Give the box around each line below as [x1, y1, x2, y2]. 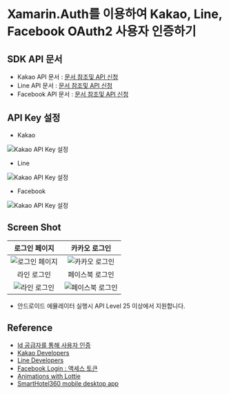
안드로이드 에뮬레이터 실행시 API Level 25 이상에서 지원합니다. [17, 302, 186, 310]
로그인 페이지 [14, 243, 54, 253]
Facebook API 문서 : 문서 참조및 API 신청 [17, 90, 129, 98]
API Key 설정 [7, 112, 61, 124]
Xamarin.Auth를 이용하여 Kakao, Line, [7, 6, 223, 22]
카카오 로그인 [70, 243, 112, 253]
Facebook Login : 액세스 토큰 [17, 364, 98, 373]
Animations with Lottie [17, 372, 81, 380]
